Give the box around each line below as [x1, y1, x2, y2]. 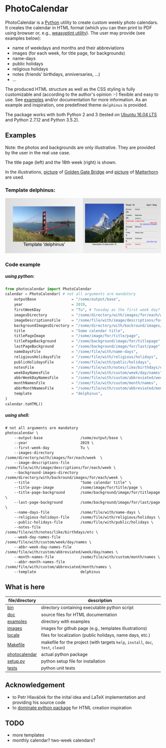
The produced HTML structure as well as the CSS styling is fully [5, 86, 135, 92]
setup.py [7, 658, 25, 664]
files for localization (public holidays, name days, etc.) [41, 632, 151, 638]
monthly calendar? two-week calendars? [12, 738, 95, 744]
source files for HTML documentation [41, 612, 117, 617]
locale [7, 632, 20, 638]
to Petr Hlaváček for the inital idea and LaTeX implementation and [12, 694, 146, 700]
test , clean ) [41, 644, 66, 650]
